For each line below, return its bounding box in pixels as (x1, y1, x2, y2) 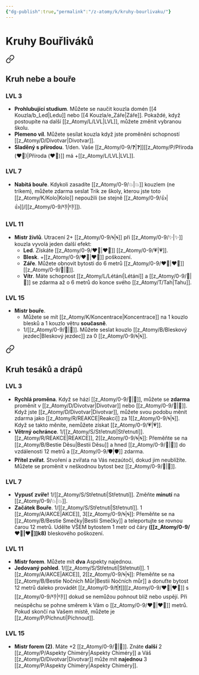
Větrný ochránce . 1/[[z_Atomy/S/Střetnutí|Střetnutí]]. (14, 428, 144, 435)
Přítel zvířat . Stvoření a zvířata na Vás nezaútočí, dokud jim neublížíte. (14, 456, 187, 464)
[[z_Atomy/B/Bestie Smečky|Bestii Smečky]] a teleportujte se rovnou (14, 517, 183, 524)
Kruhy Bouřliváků (5, 34, 94, 48)
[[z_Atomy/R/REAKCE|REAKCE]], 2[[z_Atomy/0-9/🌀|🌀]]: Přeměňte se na (14, 434, 188, 441)
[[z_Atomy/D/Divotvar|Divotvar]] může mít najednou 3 (14, 655, 147, 662)
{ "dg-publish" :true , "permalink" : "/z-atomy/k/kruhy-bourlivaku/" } (5, 8, 171, 15)
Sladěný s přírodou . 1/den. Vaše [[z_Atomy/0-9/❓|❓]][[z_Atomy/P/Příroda (14, 144, 194, 151)
